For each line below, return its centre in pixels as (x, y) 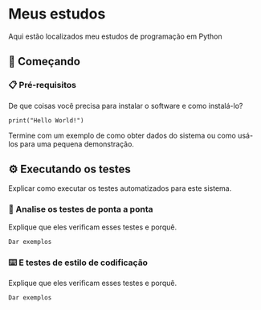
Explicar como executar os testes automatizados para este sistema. (120, 188)
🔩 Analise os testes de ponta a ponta (81, 209)
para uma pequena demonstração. (77, 144)
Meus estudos (57, 14)
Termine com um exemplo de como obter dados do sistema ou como (122, 135)
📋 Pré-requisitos (42, 85)
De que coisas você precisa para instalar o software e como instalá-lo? (126, 105)
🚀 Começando (44, 62)
